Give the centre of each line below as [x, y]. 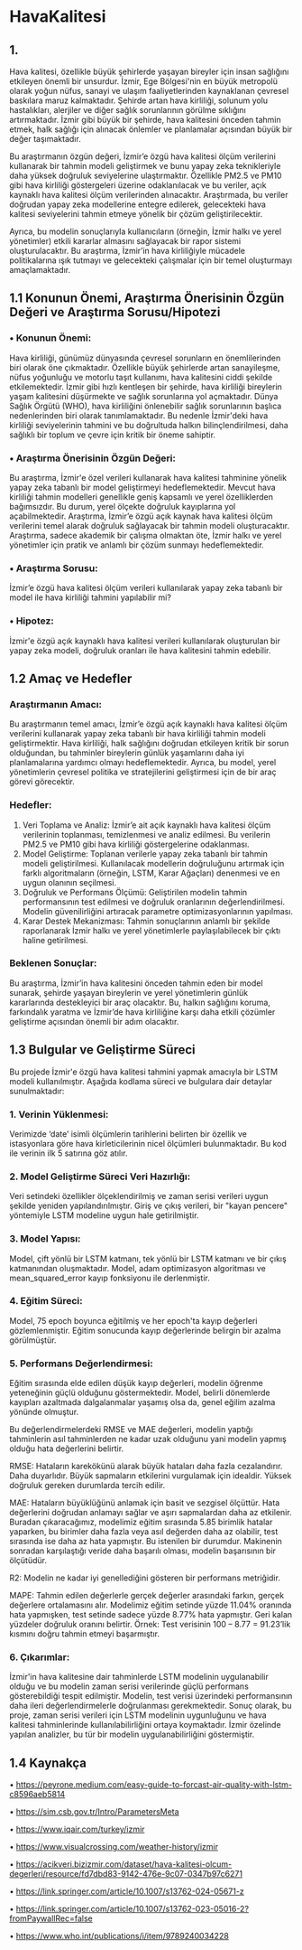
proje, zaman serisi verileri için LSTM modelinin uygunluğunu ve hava [138, 1715]
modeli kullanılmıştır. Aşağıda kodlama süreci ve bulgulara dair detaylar [141, 1081]
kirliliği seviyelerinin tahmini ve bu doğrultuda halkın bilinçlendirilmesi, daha [149, 425]
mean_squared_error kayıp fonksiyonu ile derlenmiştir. [110, 1278]
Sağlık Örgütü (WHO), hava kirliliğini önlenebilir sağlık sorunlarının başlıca [146, 406]
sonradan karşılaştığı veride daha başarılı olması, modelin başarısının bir [143, 1551]
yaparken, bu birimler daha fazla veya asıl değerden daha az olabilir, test [144, 1532]
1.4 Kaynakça [48, 1762]
